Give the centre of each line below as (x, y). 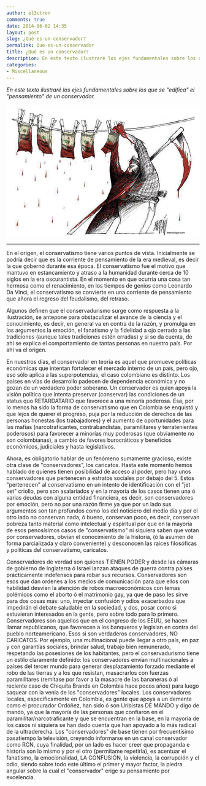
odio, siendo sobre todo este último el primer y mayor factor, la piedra (94, 764)
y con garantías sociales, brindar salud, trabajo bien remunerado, (89, 647)
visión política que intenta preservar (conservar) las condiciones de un (96, 395)
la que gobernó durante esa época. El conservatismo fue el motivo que (96, 266)
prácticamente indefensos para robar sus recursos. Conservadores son (97, 575)
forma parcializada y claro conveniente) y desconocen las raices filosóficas (102, 543)
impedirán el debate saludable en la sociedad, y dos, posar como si (91, 608)
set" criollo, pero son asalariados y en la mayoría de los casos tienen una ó (101, 491)
